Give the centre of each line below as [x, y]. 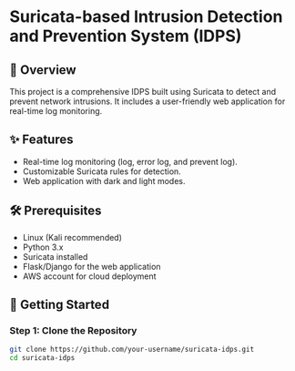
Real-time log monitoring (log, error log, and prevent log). [130, 161]
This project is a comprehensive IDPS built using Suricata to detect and [143, 92]
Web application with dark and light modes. [104, 180]
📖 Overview [43, 70]
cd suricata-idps [42, 358]
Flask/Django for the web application [92, 266]
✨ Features [41, 140]
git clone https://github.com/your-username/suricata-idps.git [132, 350]
